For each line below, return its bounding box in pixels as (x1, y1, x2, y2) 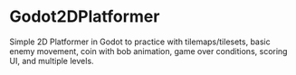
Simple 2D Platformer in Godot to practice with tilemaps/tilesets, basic (9, 36, 271, 47)
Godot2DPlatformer (9, 6, 160, 27)
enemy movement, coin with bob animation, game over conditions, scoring (9, 45, 288, 56)
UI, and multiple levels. (9, 55, 94, 66)
